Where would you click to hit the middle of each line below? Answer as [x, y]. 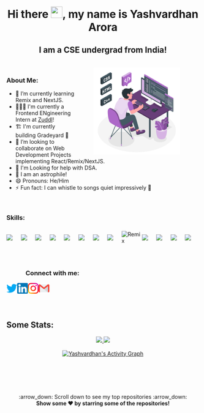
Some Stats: [30, 325]
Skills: [16, 218]
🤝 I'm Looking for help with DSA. [56, 168]
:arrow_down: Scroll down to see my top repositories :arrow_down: [103, 396]
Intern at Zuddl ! [35, 120]
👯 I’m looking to [35, 142]
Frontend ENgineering [43, 113]
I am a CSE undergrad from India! [103, 50]
